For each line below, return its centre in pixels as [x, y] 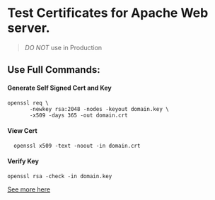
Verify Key [23, 161]
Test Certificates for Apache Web [108, 13]
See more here [29, 189]
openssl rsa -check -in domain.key [60, 176]
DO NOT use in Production [63, 47]
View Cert [22, 131]
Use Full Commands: [54, 70]
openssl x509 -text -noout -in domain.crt [77, 146]
